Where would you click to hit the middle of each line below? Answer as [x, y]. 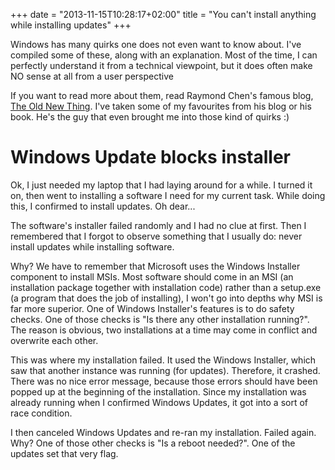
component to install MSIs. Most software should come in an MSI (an [152, 276]
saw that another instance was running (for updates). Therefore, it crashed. [165, 370]
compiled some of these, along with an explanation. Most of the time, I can [164, 55]
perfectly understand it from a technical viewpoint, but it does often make [161, 65]
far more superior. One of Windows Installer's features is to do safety [152, 308]
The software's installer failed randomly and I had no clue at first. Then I [158, 225]
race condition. [41, 413]
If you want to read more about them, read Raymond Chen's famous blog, [162, 95]
